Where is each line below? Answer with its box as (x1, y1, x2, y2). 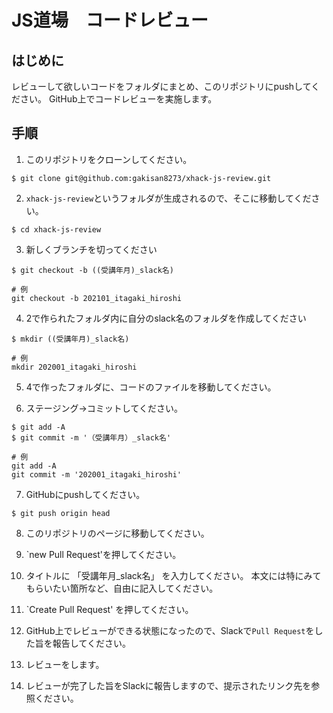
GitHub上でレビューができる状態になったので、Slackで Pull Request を (25, 624, 315, 636)
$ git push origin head (11, 508, 111, 518)
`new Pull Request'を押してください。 (25, 548, 182, 560)
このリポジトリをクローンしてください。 (25, 153, 193, 165)
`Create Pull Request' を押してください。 (25, 603, 194, 615)
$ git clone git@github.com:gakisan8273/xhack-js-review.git (11, 173, 272, 183)
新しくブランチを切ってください (25, 243, 158, 255)
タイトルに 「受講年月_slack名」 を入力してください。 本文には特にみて (25, 569, 322, 581)
